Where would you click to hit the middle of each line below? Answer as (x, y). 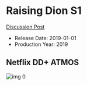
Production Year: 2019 (41, 44)
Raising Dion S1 (44, 11)
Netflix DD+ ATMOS (43, 62)
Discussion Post (25, 27)
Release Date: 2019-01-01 (46, 38)
